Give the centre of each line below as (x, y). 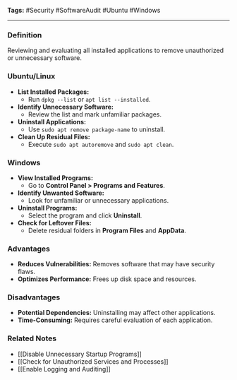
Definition (25, 35)
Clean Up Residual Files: (54, 136)
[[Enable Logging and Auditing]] (64, 369)
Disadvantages (34, 297)
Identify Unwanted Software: (61, 193)
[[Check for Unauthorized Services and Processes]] (93, 361)
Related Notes (32, 338)
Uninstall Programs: (47, 208)
